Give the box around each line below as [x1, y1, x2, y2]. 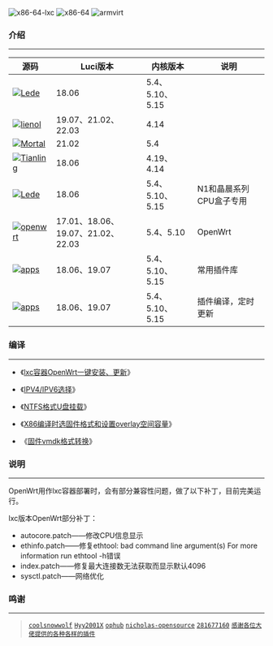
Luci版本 [80, 61, 114, 72]
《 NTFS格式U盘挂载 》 [19, 402, 91, 411]
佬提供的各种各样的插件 [28, 630, 96, 639]
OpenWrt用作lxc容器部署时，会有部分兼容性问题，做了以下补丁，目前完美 [8, 485, 254, 495]
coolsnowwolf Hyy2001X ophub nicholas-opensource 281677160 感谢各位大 [28, 622, 262, 630]
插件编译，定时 [197, 296, 254, 308]
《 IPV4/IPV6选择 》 [19, 384, 80, 394]
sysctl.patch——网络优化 [19, 571, 104, 580]
